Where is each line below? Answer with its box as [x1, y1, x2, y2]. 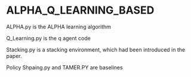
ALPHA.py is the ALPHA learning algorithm [6, 23, 112, 30]
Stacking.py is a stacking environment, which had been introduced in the [6, 46, 186, 53]
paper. [6, 52, 22, 59]
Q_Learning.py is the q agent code [6, 34, 91, 41]
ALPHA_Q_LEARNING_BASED [6, 4, 155, 17]
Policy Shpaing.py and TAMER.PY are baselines [6, 63, 124, 71]
